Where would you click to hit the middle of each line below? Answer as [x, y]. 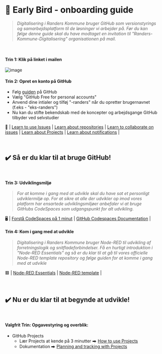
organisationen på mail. [92, 39]
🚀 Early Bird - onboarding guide [69, 10]
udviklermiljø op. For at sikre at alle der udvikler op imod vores [79, 199]
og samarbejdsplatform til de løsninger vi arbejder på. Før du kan [82, 28]
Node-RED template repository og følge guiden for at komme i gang [85, 258]
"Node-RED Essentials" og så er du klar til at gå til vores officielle [82, 253]
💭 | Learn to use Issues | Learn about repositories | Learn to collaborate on [79, 127]
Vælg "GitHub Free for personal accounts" [54, 97]
